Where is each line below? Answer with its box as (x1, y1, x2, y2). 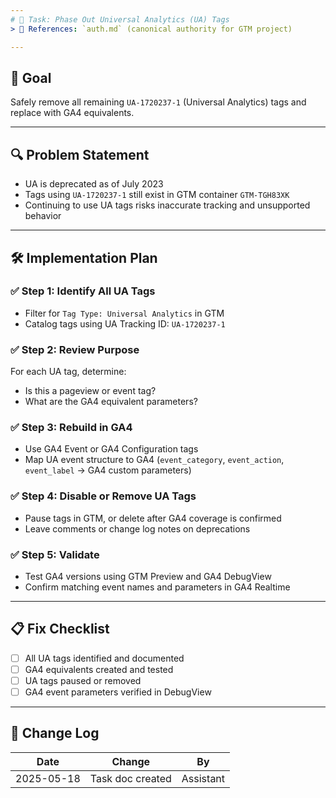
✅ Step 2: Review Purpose (10, 342, 140, 356)
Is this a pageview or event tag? (24, 385, 157, 397)
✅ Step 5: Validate (10, 547, 100, 561)
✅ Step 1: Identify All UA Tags (10, 284, 156, 298)
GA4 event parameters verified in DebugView (24, 686, 212, 698)
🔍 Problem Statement (10, 146, 150, 163)
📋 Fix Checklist (10, 621, 110, 638)
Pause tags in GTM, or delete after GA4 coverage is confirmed (24, 512, 282, 524)
